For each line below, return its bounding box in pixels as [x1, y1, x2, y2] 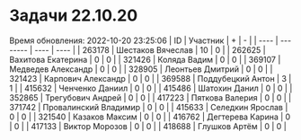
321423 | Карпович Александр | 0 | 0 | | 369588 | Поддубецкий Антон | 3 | [9, 73, 292, 83]
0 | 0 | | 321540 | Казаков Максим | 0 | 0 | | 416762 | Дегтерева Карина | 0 [9, 111, 291, 122]
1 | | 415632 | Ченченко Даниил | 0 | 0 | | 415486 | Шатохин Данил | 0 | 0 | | [9, 83, 293, 93]
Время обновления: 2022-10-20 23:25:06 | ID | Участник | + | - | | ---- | [9, 35, 279, 46]
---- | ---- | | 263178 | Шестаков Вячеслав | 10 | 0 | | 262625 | [34, 44, 267, 55]
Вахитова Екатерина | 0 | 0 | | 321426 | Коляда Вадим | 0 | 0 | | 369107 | [9, 54, 281, 65]
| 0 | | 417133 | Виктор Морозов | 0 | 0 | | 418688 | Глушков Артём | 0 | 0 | [9, 120, 288, 131]
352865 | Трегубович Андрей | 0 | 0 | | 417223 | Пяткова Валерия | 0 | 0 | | [9, 92, 292, 103]
